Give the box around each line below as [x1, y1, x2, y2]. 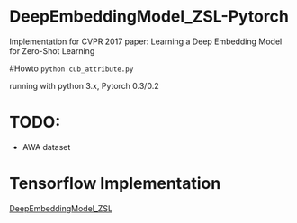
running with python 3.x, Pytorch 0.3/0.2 [9, 80, 159, 91]
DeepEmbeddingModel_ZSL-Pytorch [9, 6, 290, 27]
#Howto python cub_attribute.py [9, 63, 134, 74]
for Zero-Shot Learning [9, 45, 95, 56]
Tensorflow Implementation [9, 174, 221, 194]
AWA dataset [22, 141, 71, 152]
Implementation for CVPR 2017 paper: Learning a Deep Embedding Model [9, 36, 283, 47]
